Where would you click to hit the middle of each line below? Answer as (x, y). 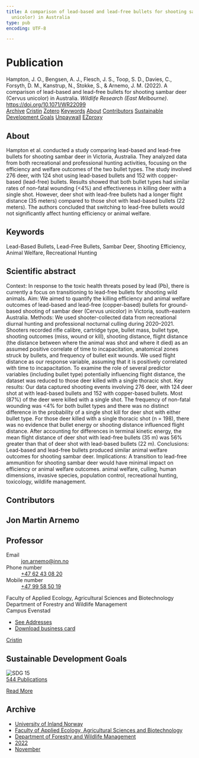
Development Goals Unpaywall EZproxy (54, 117)
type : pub (18, 23)
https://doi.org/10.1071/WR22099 (46, 105)
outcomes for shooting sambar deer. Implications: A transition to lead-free (97, 456)
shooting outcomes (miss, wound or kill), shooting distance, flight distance (97, 336)
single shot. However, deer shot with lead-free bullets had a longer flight (94, 194)
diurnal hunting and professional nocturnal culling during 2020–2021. (90, 323)
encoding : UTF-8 (26, 28)
